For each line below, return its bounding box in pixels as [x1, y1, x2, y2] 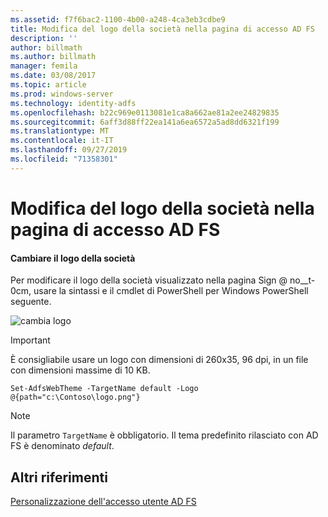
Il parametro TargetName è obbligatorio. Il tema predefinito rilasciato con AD [10, 429, 319, 441]
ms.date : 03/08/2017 [10, 71, 97, 81]
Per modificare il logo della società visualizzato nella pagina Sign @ [10, 274, 288, 286]
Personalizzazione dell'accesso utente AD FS [10, 495, 197, 507]
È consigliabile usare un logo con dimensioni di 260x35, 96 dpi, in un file [10, 354, 309, 366]
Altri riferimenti [10, 469, 108, 486]
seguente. [10, 296, 52, 308]
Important [10, 334, 51, 346]
